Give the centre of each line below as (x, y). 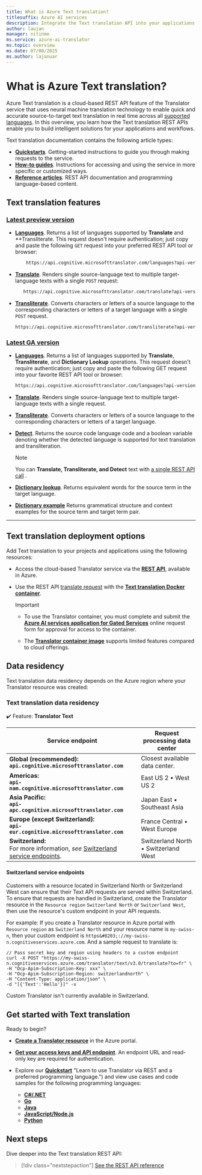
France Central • (164, 821)
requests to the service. (44, 158)
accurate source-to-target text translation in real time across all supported (98, 115)
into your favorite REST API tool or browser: (69, 375)
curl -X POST (23, 958)
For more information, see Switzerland (63, 848)
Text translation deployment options (76, 536)
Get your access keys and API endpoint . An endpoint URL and (93, 1052)
